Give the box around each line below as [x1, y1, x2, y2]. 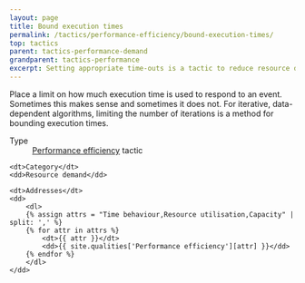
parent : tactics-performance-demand [9, 47, 148, 56]
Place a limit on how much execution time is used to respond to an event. [9, 88, 283, 100]
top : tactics [9, 38, 59, 48]
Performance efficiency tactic [32, 144, 143, 155]
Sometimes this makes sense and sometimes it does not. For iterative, [9, 98, 271, 109]
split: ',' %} [9, 218, 64, 227]
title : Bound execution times [9, 22, 124, 31]
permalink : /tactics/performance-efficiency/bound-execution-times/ [9, 30, 274, 39]
